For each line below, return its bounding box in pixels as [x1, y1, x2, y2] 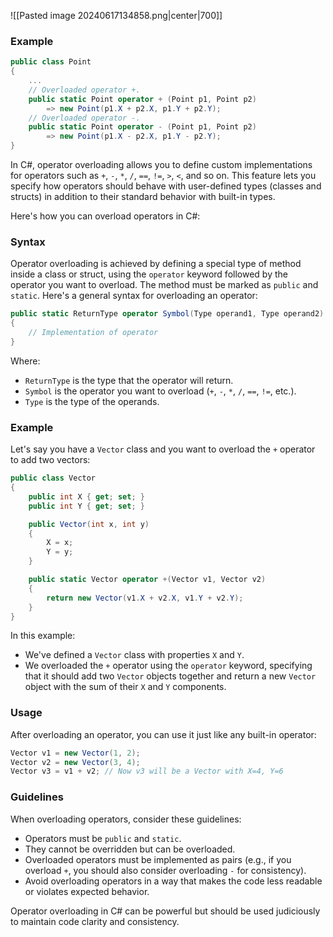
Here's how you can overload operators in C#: [10, 210, 201, 222]
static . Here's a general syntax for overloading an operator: [10, 290, 258, 302]
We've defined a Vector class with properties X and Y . [24, 649, 245, 661]
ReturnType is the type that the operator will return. [24, 374, 234, 386]
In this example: [10, 630, 76, 642]
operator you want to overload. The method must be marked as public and [10, 279, 319, 291]
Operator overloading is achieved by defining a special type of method [10, 258, 302, 270]
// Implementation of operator [28, 328, 159, 338]
